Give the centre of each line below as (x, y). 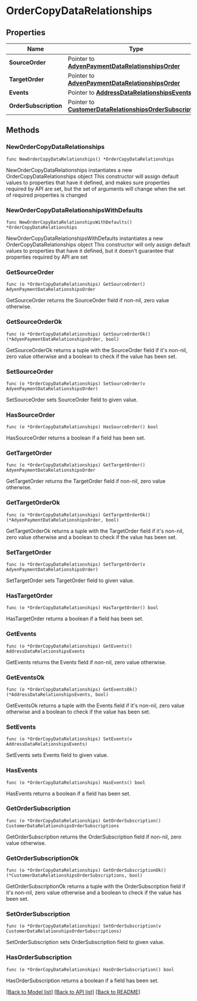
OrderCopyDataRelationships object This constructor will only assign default (98, 244)
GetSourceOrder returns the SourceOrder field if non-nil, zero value (88, 300)
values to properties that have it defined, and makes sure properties (88, 182)
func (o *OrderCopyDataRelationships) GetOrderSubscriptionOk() (86, 870)
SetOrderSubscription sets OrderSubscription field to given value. (85, 942)
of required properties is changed (47, 195)
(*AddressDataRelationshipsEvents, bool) (57, 694)
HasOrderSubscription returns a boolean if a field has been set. (83, 980)
